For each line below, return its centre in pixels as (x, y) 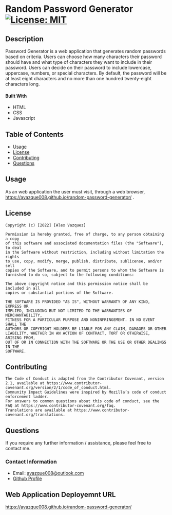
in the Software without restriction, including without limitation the (85, 252)
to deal (14, 247)
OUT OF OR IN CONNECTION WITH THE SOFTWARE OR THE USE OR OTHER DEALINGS (86, 342)
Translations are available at (39, 410)
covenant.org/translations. (35, 415)
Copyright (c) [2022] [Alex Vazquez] (46, 225)
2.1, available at (25, 383)
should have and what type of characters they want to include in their (79, 62)
